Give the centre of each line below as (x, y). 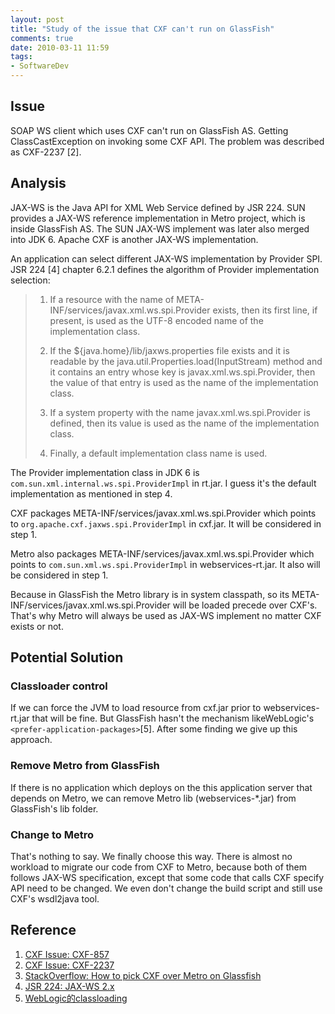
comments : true (42, 38)
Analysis (38, 183)
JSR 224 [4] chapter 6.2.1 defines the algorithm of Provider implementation (165, 269)
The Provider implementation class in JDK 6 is (105, 472)
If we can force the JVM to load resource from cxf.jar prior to (136, 708)
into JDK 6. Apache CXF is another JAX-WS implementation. (134, 239)
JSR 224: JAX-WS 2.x (69, 986)
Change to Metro (52, 834)
